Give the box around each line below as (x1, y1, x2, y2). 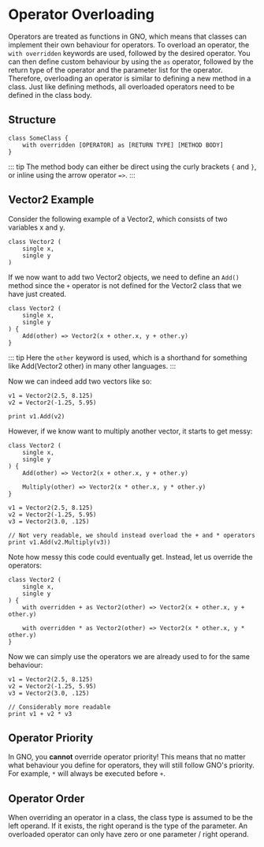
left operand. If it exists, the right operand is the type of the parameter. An (8, 821, 248, 830)
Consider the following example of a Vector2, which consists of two (8, 214, 228, 223)
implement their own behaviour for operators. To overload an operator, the (8, 39, 250, 49)
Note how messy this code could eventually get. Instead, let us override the (8, 552, 254, 561)
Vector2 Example (8, 193, 95, 207)
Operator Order (8, 792, 85, 805)
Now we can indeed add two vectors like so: (8, 377, 152, 386)
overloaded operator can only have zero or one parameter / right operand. (8, 830, 250, 839)
